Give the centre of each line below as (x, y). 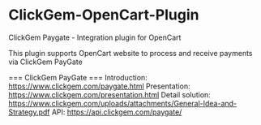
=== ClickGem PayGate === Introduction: (78, 77)
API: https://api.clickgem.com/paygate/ (117, 112)
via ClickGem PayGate (45, 62)
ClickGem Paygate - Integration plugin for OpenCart (95, 37)
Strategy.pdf (29, 112)
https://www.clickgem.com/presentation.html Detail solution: (109, 94)
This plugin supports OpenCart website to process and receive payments (130, 53)
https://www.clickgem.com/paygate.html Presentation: (99, 86)
